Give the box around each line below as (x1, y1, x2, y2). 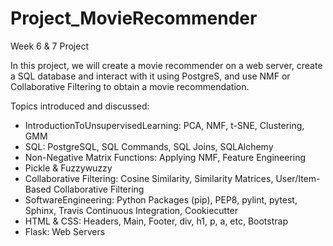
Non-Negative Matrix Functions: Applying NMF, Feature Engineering (24, 151, 307, 163)
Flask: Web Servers (24, 225, 106, 237)
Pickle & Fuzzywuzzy (24, 162, 113, 174)
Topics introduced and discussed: (10, 100, 150, 112)
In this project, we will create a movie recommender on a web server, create (10, 59, 323, 71)
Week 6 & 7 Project (10, 40, 89, 52)
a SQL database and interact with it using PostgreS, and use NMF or (10, 70, 291, 82)
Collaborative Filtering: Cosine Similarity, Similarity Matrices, (24, 172, 274, 184)
